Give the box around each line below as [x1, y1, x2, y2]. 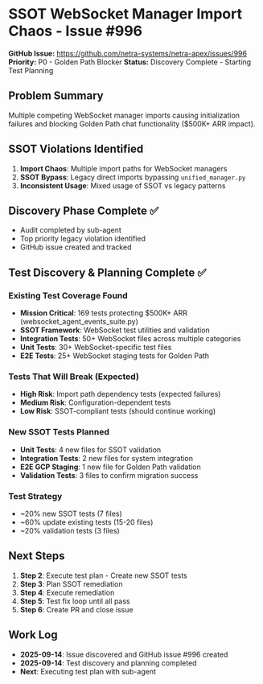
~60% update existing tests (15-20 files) [19, 517, 154, 527]
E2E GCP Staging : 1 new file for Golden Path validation [19, 462, 201, 472]
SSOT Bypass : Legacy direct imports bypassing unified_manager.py [19, 172, 246, 182]
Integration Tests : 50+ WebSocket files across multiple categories [19, 334, 241, 344]
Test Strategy [8, 490, 63, 501]
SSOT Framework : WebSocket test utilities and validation [19, 325, 211, 335]
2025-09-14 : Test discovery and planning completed [19, 657, 197, 668]
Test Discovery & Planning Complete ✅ [8, 266, 207, 279]
